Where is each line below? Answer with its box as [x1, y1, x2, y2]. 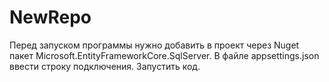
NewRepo [9, 6, 92, 29]
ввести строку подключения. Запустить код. [9, 60, 201, 72]
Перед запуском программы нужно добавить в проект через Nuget [9, 39, 300, 51]
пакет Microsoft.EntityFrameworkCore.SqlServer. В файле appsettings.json [9, 49, 320, 61]
